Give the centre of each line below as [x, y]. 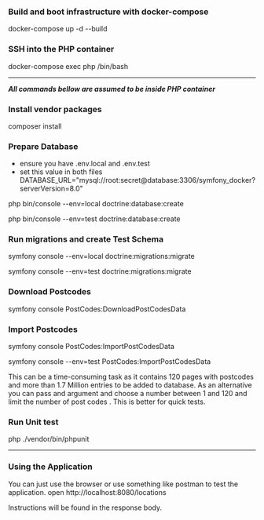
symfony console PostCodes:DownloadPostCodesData [97, 309]
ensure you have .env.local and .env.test [85, 164]
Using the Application [50, 467]
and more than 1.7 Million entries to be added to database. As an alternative [130, 385]
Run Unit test [33, 422]
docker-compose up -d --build [58, 29]
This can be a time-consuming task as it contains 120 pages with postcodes [131, 377]
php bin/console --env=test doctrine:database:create [94, 219]
